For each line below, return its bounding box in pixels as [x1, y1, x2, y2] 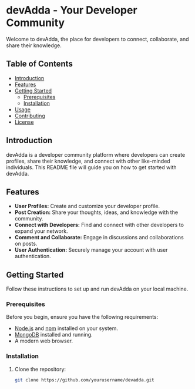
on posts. [14, 240, 38, 248]
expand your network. [14, 228, 69, 235]
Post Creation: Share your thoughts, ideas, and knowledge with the [14, 209, 178, 216]
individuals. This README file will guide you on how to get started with [6, 163, 177, 171]
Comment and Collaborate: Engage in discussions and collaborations [14, 234, 184, 241]
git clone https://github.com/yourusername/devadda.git [14, 377, 154, 383]
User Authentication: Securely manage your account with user [14, 246, 168, 253]
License [14, 118, 34, 126]
